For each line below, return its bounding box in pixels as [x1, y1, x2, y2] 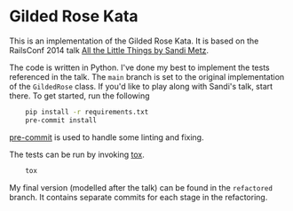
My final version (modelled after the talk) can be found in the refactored [9, 182, 273, 192]
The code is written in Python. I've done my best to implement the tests [9, 62, 271, 73]
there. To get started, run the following [9, 90, 150, 101]
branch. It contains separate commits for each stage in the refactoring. [9, 191, 268, 202]
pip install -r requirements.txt [25, 107, 149, 116]
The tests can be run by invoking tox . [9, 149, 145, 160]
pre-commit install [25, 115, 98, 125]
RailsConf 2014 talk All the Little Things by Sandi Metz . [9, 44, 210, 55]
